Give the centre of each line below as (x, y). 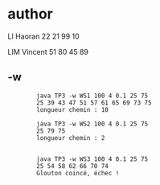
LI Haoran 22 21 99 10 (43, 36)
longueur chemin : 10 (73, 109)
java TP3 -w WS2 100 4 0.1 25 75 (92, 124)
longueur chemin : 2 (71, 138)
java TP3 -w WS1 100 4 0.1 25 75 (92, 96)
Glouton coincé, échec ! (78, 173)
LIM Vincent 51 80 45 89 (48, 51)
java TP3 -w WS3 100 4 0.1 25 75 (92, 159)
